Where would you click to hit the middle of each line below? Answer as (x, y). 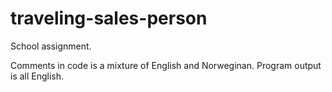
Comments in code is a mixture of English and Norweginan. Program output (166, 65)
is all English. (37, 76)
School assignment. (51, 46)
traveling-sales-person (109, 18)
